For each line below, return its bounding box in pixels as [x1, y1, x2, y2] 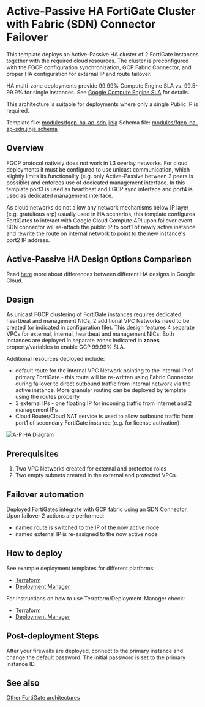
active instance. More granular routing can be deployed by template [15, 387, 187, 394]
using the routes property [15, 393, 80, 401]
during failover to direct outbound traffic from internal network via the [15, 380, 191, 387]
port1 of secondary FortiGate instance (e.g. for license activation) [15, 419, 180, 426]
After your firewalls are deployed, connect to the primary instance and [6, 647, 184, 654]
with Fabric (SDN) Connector [6, 17, 156, 31]
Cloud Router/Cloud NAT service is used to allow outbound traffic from [15, 412, 194, 420]
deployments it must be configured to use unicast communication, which [6, 165, 190, 173]
